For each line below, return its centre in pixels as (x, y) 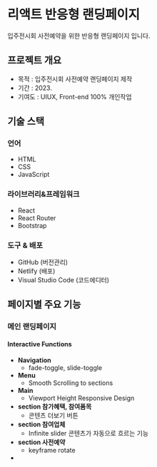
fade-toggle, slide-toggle (65, 367)
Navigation (34, 360)
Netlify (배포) (36, 271)
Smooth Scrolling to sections (71, 383)
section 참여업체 (41, 424)
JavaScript (34, 175)
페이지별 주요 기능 (44, 305)
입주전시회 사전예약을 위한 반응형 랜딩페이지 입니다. (79, 36)
